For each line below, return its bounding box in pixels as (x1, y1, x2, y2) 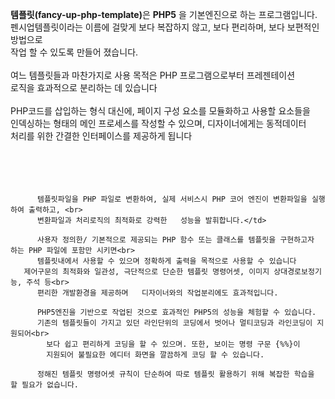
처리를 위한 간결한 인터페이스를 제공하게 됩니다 (10, 130, 193, 142)
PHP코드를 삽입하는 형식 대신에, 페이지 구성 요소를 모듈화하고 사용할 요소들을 (10, 105, 311, 117)
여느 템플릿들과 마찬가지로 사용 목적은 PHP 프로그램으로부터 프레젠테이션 (10, 69, 296, 81)
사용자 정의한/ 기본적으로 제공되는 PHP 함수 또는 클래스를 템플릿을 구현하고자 (36, 235, 315, 245)
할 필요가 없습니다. (10, 380, 79, 390)
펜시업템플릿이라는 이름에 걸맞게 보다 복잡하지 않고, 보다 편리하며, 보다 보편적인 (10, 21, 320, 33)
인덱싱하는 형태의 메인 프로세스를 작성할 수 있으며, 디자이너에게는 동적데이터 (10, 118, 307, 129)
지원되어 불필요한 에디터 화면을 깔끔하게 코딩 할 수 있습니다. (46, 350, 265, 360)
